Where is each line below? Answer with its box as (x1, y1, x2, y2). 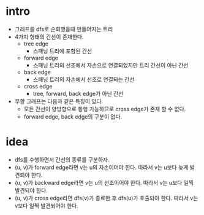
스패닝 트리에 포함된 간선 (32, 47, 93, 55)
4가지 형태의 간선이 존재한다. (14, 33, 84, 41)
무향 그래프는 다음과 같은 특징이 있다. (14, 97, 104, 105)
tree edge (23, 40, 48, 47)
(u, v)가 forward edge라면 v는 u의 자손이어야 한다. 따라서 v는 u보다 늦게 (14, 163, 189, 171)
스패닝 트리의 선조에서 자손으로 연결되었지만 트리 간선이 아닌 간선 (32, 61, 189, 69)
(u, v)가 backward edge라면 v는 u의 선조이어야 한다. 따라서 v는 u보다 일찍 (14, 179, 194, 186)
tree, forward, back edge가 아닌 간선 (32, 90, 124, 97)
